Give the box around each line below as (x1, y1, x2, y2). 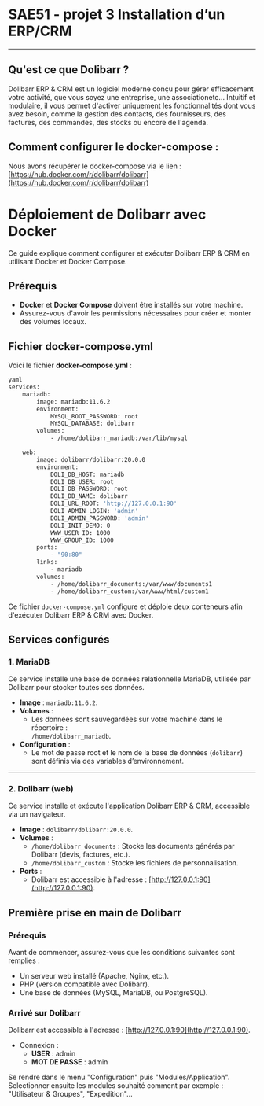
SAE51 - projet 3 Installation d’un (8, 6, 225, 24)
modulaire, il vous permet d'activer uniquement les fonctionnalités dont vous (8, 101, 256, 110)
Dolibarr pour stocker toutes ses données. (8, 683, 145, 692)
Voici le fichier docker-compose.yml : (8, 360, 132, 371)
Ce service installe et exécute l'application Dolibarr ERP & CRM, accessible (8, 801, 250, 811)
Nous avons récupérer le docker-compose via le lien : (8, 161, 182, 171)
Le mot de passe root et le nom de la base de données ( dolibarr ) (31, 748, 244, 758)
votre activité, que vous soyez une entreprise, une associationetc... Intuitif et (8, 92, 255, 101)
